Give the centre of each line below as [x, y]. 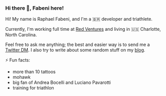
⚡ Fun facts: [18, 60]
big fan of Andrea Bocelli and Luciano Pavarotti [62, 82]
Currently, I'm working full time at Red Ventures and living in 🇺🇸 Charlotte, [83, 29]
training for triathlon [33, 88]
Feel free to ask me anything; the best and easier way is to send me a [78, 44]
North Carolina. [21, 35]
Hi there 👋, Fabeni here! [35, 8]
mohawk [22, 77]
